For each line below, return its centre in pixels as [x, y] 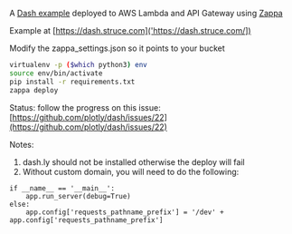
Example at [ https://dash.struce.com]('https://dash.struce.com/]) [130, 30]
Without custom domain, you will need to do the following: [131, 171]
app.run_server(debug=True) [78, 196]
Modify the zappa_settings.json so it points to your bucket [118, 48]
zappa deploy [34, 90]
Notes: [22, 144]
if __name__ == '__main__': [62, 188]
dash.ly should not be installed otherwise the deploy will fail [134, 161]
